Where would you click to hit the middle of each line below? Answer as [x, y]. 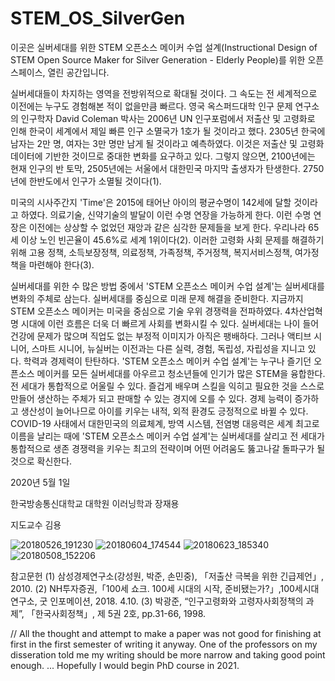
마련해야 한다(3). [61, 264]
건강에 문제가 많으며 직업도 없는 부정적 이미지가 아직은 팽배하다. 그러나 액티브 [161, 336]
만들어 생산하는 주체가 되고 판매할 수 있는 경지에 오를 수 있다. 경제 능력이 [151, 398]
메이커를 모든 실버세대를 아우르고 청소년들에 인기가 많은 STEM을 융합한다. [181, 373]
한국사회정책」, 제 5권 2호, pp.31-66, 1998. [120, 613]
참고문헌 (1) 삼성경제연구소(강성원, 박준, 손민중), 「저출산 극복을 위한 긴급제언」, [167, 576]
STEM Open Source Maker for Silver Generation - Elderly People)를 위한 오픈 [167, 59]
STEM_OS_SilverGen [98, 18]
